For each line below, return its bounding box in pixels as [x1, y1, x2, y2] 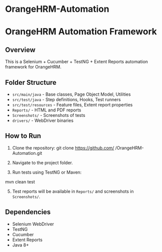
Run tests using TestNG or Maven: [12, 169, 82, 175]
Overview [5, 45, 36, 54]
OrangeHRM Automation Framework [5, 26, 157, 37]
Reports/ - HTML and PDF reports [12, 107, 81, 113]
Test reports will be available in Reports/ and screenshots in [12, 188, 134, 194]
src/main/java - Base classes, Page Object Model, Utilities [12, 91, 131, 97]
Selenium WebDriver [12, 221, 54, 227]
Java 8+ [12, 242, 29, 248]
